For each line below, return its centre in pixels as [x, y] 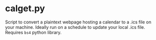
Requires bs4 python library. [33, 32]
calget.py [25, 9]
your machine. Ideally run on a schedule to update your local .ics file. [75, 27]
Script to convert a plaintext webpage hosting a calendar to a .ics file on [78, 22]
